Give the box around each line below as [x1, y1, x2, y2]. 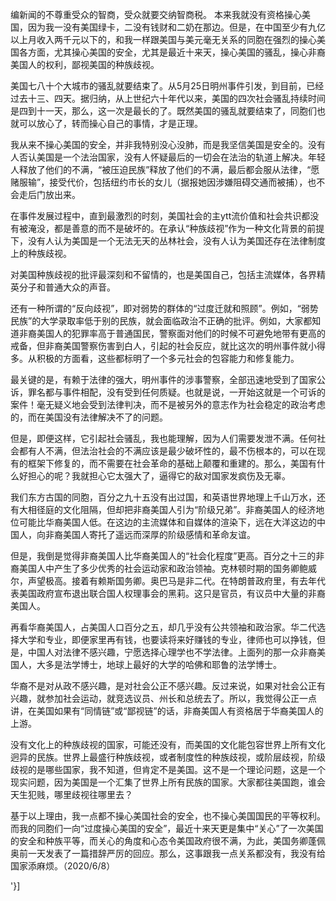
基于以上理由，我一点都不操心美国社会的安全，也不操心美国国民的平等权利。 [10, 810, 326, 822]
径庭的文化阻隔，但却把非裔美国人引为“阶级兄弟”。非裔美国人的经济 [36, 504, 317, 515]
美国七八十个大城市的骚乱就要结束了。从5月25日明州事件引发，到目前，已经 [10, 80, 325, 92]
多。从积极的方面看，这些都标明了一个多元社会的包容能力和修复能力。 [10, 353, 300, 364]
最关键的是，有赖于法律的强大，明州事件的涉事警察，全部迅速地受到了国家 [10, 374, 317, 385]
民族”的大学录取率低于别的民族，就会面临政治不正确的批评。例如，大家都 [10, 315, 313, 327]
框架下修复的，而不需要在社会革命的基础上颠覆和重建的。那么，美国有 [27, 458, 317, 469]
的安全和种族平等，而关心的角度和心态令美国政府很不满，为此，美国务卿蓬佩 [10, 835, 326, 847]
